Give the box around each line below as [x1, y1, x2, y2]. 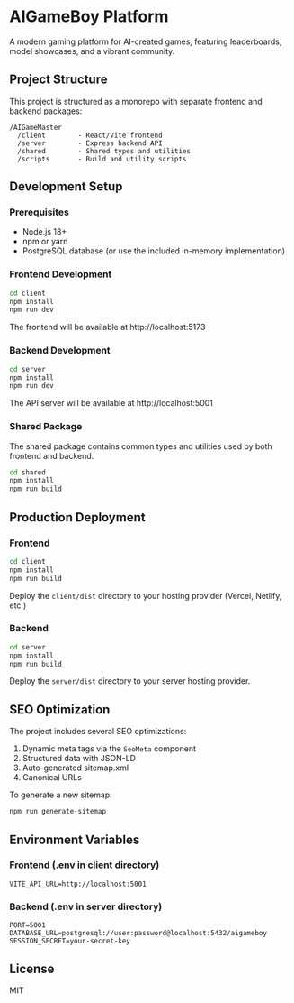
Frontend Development [9, 268, 112, 281]
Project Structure [9, 72, 108, 87]
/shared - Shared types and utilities [17, 146, 192, 155]
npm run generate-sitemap [9, 807, 106, 816]
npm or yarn [22, 236, 68, 247]
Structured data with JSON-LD [22, 753, 137, 764]
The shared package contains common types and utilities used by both [9, 440, 272, 452]
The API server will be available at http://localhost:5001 [9, 398, 214, 409]
